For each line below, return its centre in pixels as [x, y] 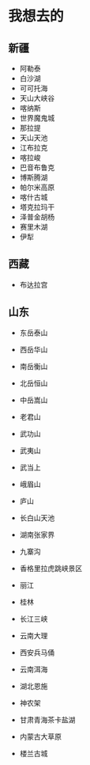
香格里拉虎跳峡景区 [51, 568]
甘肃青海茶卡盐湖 [47, 719]
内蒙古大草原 [40, 736]
